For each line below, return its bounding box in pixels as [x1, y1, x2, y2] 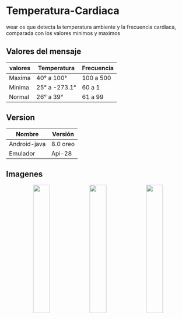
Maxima [9, 74, 31, 82]
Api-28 [51, 149, 72, 157]
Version [6, 113, 35, 123]
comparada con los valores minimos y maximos [6, 29, 121, 36]
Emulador [9, 149, 36, 157]
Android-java [9, 140, 46, 148]
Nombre [15, 130, 39, 138]
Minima [9, 83, 29, 91]
